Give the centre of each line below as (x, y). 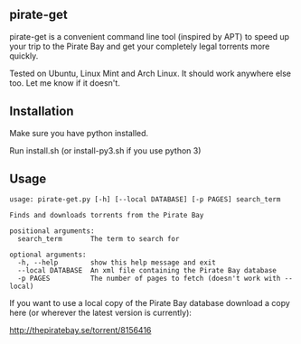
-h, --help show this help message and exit (117, 263)
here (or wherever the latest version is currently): (101, 313)
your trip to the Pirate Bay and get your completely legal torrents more (140, 46)
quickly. (24, 56)
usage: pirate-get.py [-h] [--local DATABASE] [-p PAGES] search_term (145, 200)
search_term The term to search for (99, 239)
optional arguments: (48, 255)
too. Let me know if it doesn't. (65, 83)
